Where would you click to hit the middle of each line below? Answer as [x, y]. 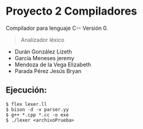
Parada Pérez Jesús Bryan [48, 71]
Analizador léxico [42, 40]
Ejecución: [26, 90]
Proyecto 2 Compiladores [71, 11]
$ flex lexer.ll [26, 104]
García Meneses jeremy [44, 58]
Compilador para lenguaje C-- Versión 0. [57, 28]
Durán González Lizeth [43, 51]
